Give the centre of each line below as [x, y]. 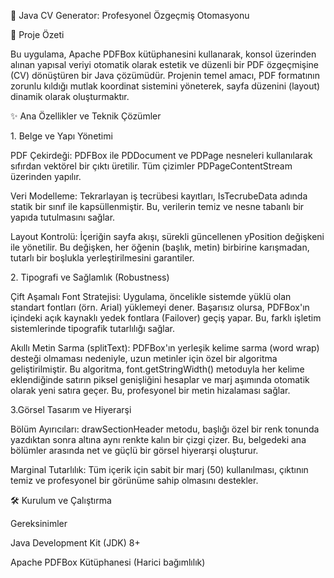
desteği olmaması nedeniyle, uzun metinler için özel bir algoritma [144, 358]
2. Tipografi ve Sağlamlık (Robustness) [90, 277]
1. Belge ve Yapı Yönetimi [61, 136]
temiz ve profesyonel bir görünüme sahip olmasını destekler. [134, 480]
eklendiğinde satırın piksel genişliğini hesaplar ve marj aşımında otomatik [160, 379]
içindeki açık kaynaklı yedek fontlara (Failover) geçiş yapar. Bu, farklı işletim [166, 318]
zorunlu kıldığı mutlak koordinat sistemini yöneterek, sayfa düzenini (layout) [165, 86]
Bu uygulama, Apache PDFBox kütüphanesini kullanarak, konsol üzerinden [163, 54]
